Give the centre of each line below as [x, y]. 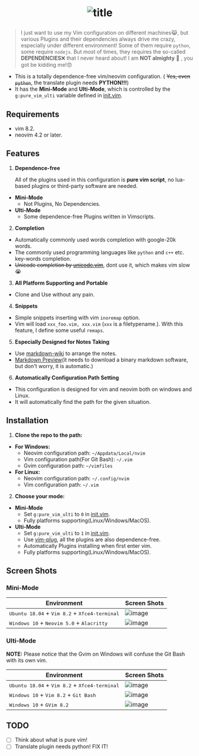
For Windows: [32, 446]
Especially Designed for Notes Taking [62, 342]
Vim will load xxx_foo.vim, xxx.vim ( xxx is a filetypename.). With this [99, 324]
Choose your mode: [40, 496]
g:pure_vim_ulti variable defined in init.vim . [69, 95]
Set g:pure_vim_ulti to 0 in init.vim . [67, 514]
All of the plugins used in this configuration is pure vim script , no [94, 180]
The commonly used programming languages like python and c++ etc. [99, 252]
